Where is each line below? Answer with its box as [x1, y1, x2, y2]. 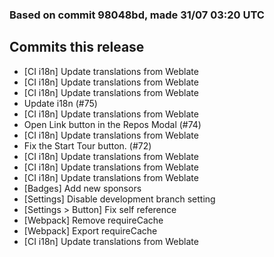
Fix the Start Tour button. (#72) [23, 139, 152, 152]
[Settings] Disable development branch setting [23, 193, 216, 205]
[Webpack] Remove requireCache [23, 214, 164, 226]
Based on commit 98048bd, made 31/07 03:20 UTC [9, 8, 265, 22]
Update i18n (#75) [23, 97, 98, 109]
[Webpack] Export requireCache [23, 224, 158, 237]
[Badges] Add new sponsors [23, 182, 142, 194]
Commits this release [9, 39, 145, 56]
